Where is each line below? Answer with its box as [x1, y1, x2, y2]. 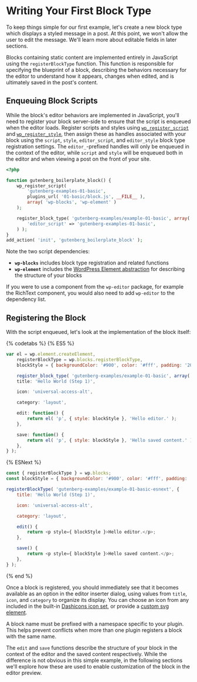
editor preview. [6, 669, 42, 676]
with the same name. [6, 633, 57, 640]
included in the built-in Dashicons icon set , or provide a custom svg [6, 602, 169, 610]
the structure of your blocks [14, 272, 82, 279]
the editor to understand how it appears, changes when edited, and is [6, 72, 174, 80]
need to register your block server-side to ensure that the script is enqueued [6, 118, 191, 125]
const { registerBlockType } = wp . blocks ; [6, 470, 111, 476]
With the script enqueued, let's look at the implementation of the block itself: [6, 329, 191, 336]
